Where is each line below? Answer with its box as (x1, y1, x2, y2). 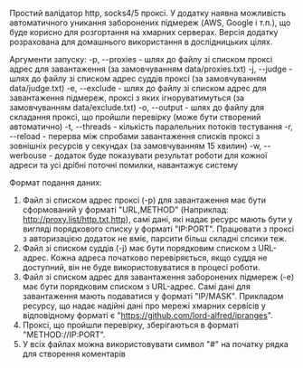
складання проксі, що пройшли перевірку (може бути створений (9, 112, 261, 122)
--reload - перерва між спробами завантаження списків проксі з (9, 131, 260, 141)
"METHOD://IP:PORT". (22, 329, 106, 340)
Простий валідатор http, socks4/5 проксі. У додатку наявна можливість (9, 8, 287, 18)
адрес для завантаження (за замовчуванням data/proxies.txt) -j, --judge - (9, 63, 293, 74)
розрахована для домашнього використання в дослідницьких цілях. (9, 36, 273, 47)
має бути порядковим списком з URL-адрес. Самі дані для (22, 281, 251, 292)
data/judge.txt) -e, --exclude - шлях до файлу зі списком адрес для (9, 83, 267, 93)
